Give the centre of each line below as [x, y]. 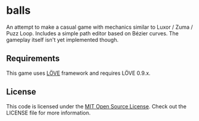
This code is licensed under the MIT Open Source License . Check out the [97, 106]
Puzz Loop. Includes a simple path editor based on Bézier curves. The [93, 33]
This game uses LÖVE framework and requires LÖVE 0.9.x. [78, 73]
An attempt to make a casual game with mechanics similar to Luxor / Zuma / [99, 27]
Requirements [33, 58]
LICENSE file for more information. [48, 113]
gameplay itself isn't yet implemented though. [62, 40]
